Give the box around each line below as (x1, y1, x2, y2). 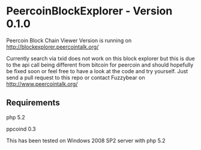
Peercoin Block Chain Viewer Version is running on (6, 37, 132, 44)
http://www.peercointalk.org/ (6, 80, 78, 88)
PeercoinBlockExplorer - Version (6, 4, 173, 18)
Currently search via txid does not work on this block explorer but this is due (6, 55, 195, 62)
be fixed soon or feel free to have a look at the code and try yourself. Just (6, 67, 188, 74)
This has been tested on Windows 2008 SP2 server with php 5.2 (6, 137, 166, 144)
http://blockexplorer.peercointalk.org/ (6, 43, 99, 50)
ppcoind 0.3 (6, 125, 36, 133)
